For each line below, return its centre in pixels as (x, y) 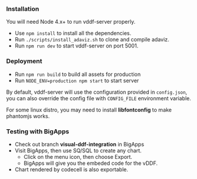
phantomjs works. (28, 116)
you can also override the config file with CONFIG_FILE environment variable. (99, 98)
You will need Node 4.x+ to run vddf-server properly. (71, 22)
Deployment (24, 61)
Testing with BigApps (38, 131)
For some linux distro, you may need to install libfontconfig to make (89, 110)
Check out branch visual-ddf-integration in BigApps (79, 144)
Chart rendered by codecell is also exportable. (72, 169)
